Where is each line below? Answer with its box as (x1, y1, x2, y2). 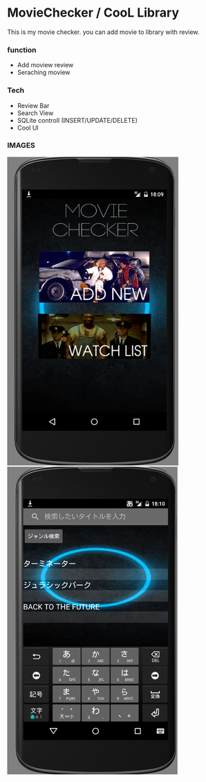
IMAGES (7, 141, 36, 150)
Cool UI (17, 123, 39, 132)
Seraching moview (17, 68, 71, 77)
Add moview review (17, 61, 74, 69)
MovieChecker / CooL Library (7, 5, 180, 21)
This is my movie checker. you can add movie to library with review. (7, 28, 200, 36)
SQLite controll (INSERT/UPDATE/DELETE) (17, 116, 138, 124)
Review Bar (17, 101, 50, 110)
